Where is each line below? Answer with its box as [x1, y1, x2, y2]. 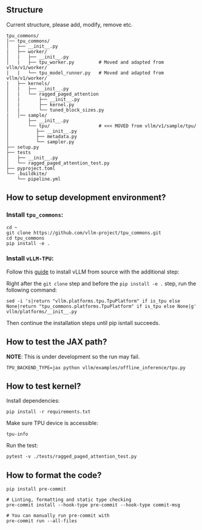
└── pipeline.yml [17, 176, 61, 182]
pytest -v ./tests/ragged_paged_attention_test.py [6, 454, 137, 460]
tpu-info [6, 431, 29, 437]
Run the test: [6, 442, 38, 449]
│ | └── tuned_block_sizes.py [6, 107, 104, 113]
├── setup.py [6, 144, 39, 150]
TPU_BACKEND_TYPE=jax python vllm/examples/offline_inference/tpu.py [6, 364, 186, 371]
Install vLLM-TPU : [6, 254, 54, 263]
